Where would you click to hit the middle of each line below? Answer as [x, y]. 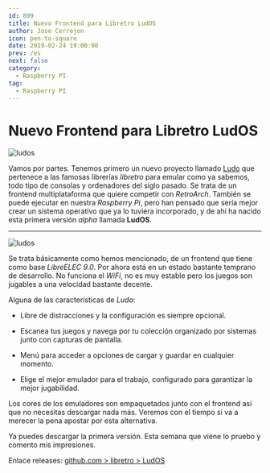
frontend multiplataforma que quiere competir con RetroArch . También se [130, 194]
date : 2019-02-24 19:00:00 [53, 46]
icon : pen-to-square [43, 38]
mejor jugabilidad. [50, 388]
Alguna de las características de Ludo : [72, 300]
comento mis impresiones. [52, 445]
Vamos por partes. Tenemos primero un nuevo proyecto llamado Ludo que [131, 168]
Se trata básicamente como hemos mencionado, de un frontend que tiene [131, 259]
